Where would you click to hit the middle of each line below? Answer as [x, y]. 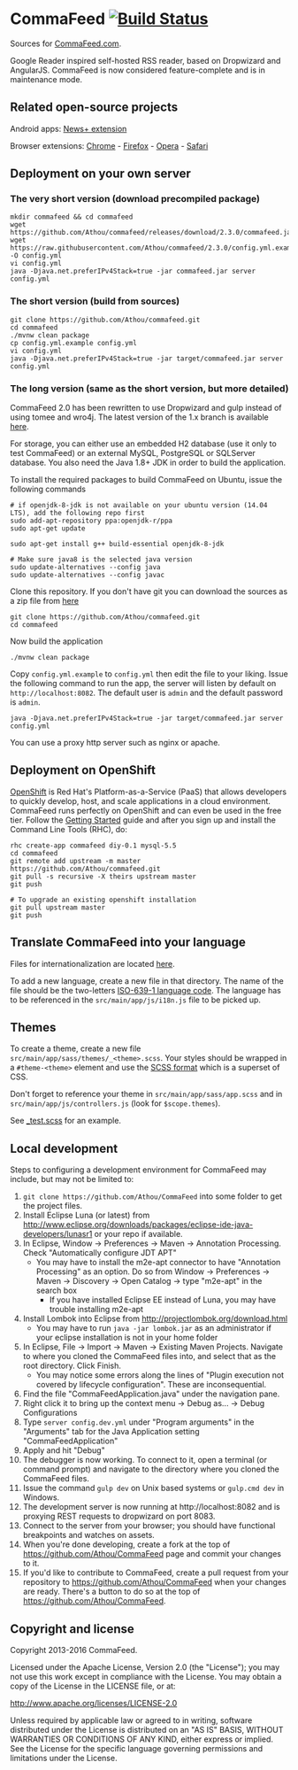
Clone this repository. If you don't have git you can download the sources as [149, 591]
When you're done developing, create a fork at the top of [126, 1544]
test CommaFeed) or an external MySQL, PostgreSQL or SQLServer [133, 453]
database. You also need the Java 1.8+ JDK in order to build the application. [148, 463]
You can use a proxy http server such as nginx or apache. [115, 743]
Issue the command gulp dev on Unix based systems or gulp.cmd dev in [153, 1488]
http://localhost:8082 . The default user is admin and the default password [147, 693]
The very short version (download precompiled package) [135, 199]
